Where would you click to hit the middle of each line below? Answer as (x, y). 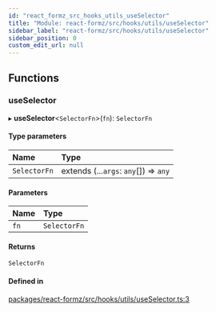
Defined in (26, 282)
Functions (34, 78)
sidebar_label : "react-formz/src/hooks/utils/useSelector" (109, 30)
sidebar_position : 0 (43, 38)
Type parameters (38, 136)
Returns (22, 246)
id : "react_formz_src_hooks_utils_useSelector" (89, 16)
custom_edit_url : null (46, 46)
